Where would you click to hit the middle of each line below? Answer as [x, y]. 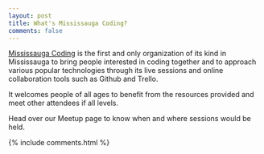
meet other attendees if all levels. [64, 103]
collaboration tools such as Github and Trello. [83, 79]
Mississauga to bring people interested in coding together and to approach [132, 62]
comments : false [35, 30]
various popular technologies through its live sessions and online [116, 71]
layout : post [30, 16]
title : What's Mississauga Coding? [68, 23]
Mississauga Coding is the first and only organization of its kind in [118, 54]
